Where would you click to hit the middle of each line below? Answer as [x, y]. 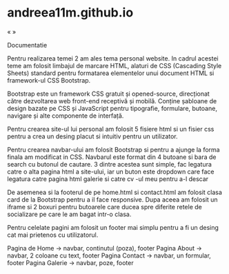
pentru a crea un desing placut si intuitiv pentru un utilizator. [92, 136]
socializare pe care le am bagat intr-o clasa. [69, 214]
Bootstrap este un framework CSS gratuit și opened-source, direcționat [109, 94]
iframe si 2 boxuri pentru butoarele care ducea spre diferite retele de [104, 207]
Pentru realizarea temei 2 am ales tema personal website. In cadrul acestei [113, 58]
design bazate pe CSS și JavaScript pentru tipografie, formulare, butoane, [112, 108]
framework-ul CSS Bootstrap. [49, 80]
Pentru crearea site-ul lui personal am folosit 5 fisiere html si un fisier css [111, 129]
